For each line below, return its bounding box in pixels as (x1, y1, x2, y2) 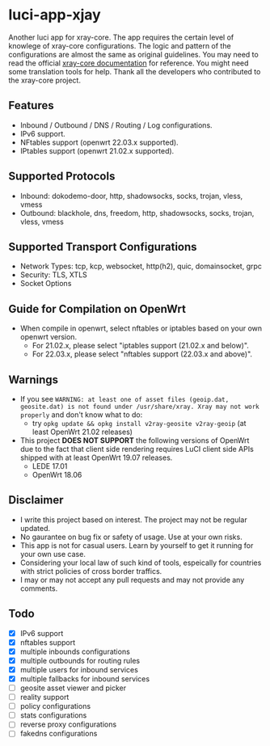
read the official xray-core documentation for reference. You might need (8, 58, 249, 68)
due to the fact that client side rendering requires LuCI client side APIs (19, 445, 255, 453)
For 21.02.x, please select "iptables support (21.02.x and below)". (32, 341, 249, 351)
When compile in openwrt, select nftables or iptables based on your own (19, 323, 263, 333)
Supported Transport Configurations (8, 240, 197, 254)
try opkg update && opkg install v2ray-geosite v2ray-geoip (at (32, 419, 247, 428)
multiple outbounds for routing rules (19, 655, 140, 665)
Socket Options (19, 279, 72, 289)
